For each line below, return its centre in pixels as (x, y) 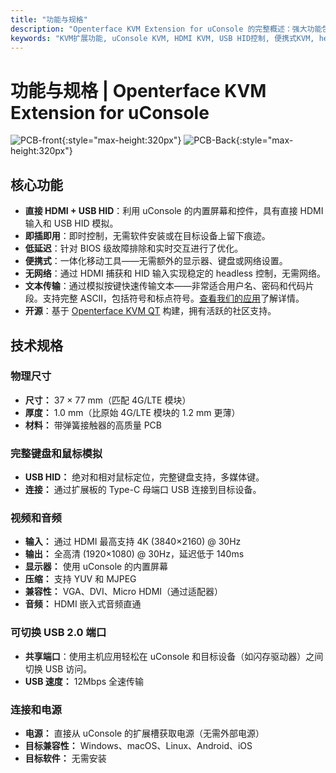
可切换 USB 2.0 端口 (58, 633)
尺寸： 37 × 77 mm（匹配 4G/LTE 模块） (108, 400)
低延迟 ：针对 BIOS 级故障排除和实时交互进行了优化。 (134, 248)
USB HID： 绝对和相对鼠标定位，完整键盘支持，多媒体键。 (144, 477)
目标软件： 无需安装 (65, 758)
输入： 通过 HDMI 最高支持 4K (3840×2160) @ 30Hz (133, 542)
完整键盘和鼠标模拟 (56, 453)
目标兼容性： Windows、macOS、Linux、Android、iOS (138, 745)
